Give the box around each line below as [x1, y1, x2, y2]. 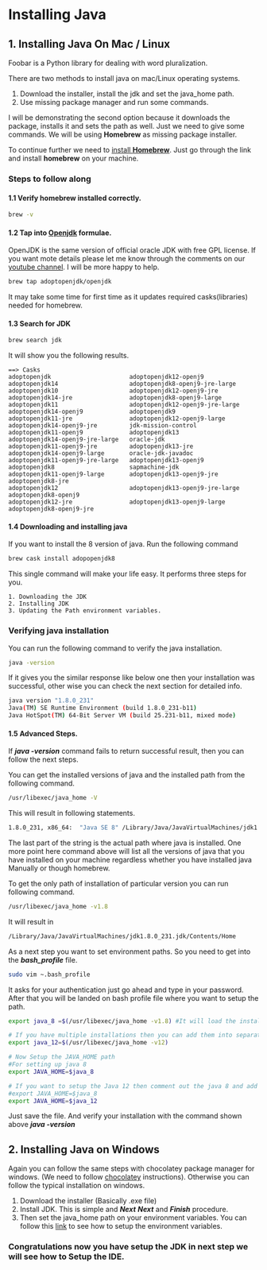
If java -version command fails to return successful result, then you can [8, 747, 245, 756]
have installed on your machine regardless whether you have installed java [8, 855, 253, 864]
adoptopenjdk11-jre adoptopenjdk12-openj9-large [8, 415, 226, 423]
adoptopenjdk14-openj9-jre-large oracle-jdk [8, 435, 165, 444]
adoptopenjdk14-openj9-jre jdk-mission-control [8, 422, 197, 430]
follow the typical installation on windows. [8, 1181, 145, 1191]
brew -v [8, 210, 34, 219]
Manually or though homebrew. [8, 863, 110, 873]
